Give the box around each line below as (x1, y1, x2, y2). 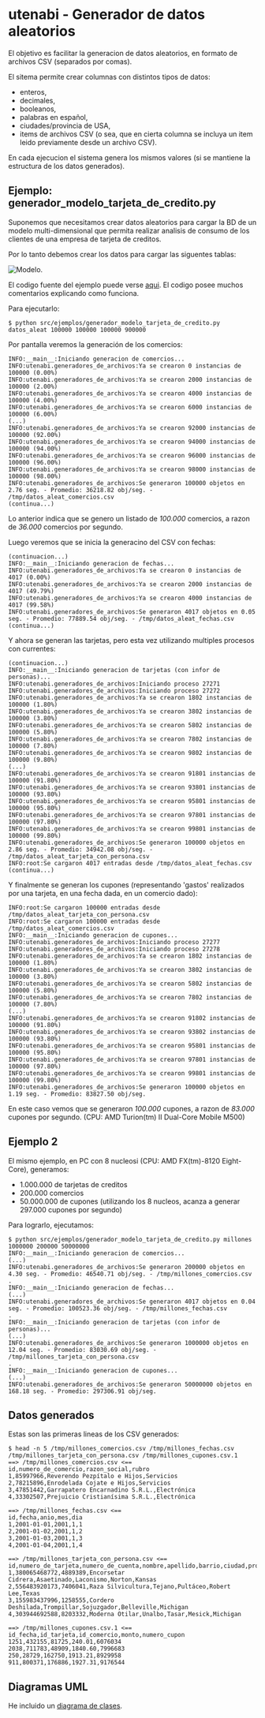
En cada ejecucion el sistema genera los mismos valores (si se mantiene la (8, 152, 251, 162)
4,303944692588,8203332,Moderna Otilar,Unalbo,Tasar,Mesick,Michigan (8, 1611, 242, 1619)
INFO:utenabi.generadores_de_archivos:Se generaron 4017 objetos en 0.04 (8, 1298, 256, 1305)
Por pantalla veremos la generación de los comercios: (8, 339, 183, 349)
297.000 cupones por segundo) (19, 1204, 122, 1214)
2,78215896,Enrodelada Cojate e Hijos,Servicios (8, 1479, 171, 1488)
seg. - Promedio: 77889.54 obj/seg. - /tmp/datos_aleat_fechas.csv (8, 614, 235, 622)
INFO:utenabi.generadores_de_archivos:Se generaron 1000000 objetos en (8, 1339, 248, 1346)
